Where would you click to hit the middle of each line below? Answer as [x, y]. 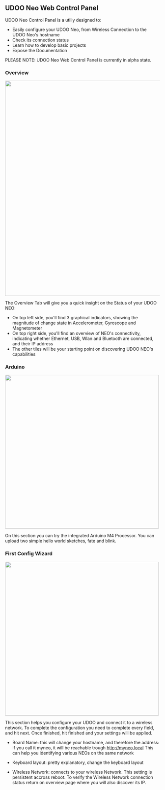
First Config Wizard [29, 554]
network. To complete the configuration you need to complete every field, [80, 728]
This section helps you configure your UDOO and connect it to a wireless [79, 722]
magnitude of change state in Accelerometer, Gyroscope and [74, 323]
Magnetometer [27, 328]
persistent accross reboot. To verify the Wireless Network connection [82, 777]
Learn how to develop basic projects [49, 45]
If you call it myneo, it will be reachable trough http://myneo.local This [83, 748]
